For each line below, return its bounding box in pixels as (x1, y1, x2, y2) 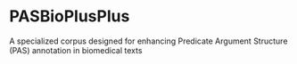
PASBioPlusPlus (9, 6, 130, 27)
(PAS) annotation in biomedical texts (9, 44, 143, 55)
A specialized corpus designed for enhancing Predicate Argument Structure (9, 36, 288, 46)
